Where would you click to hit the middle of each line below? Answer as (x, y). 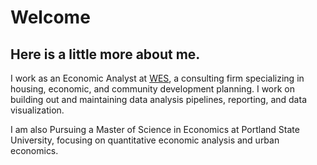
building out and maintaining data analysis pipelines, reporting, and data (158, 99)
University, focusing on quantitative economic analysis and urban (145, 140)
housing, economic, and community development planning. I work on (153, 89)
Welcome (50, 17)
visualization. (37, 110)
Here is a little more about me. (105, 54)
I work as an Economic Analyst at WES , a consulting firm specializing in (157, 78)
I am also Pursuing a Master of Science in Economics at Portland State (155, 129)
